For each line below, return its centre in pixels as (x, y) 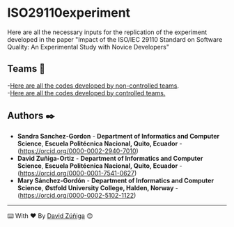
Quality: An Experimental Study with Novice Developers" (88, 47)
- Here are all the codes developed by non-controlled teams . (93, 86)
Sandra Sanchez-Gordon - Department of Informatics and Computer (118, 136)
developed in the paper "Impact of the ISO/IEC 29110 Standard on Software (115, 39)
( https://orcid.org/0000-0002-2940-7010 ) (78, 150)
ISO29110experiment (69, 13)
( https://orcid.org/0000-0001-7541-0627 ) (77, 173)
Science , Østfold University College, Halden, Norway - (98, 188)
